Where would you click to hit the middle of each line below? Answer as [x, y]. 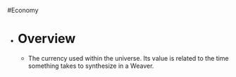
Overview [46, 39]
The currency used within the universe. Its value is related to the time [128, 58]
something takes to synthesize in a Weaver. [91, 66]
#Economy [23, 10]
